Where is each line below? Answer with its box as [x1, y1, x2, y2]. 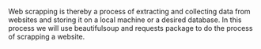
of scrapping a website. [8, 32, 85, 41]
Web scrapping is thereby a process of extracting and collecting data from [8, 7, 251, 16]
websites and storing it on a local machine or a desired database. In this [8, 15, 242, 24]
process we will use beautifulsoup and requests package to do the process [8, 24, 253, 32]
